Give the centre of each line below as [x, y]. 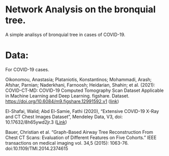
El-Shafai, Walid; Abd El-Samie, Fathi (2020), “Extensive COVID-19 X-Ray [82, 111]
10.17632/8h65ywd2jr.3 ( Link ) [36, 122]
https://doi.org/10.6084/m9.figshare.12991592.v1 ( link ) [62, 101]
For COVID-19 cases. [27, 69]
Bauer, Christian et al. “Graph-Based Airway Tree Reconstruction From [79, 132]
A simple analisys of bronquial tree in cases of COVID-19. [65, 34]
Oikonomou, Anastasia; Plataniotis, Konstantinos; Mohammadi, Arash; [79, 79]
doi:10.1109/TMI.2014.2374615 [37, 148]
